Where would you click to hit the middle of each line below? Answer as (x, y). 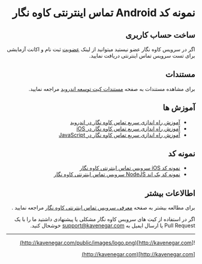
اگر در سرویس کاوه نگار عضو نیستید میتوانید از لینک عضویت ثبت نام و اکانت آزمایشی (101, 49)
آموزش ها (179, 108)
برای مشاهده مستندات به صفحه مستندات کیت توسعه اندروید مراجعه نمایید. (112, 89)
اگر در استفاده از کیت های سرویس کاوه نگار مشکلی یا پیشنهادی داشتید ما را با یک (105, 219)
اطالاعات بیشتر (170, 193)
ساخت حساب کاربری (160, 35)
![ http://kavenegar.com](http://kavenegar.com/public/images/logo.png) (107, 243)
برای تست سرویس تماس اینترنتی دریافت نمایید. (142, 56)
